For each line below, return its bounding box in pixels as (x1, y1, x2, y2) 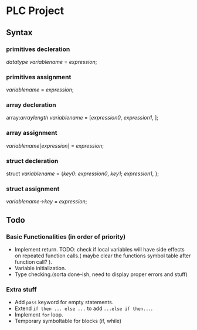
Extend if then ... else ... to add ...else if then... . (14, 305, 153, 312)
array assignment (6, 129, 57, 137)
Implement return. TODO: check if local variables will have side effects (14, 246, 185, 253)
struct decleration (6, 157, 59, 165)
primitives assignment (6, 73, 72, 81)
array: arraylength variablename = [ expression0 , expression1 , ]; (6, 114, 158, 121)
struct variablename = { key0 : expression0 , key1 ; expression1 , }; (6, 170, 159, 177)
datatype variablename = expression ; (6, 58, 97, 65)
